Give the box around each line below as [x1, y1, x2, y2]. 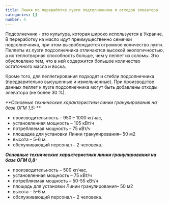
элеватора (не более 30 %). [5, 90, 66, 96]
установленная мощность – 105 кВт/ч [12, 120, 94, 126]
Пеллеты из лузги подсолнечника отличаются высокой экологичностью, [5, 47, 164, 54]
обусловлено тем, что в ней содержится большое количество [5, 58, 141, 64]
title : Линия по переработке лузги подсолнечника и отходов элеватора [5, 7, 158, 13]
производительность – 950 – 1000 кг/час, [12, 115, 103, 121]
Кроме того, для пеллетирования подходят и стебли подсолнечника [5, 73, 154, 80]
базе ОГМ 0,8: [5, 157, 37, 163]
